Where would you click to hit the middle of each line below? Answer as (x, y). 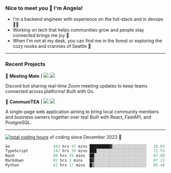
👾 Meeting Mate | (24, 76)
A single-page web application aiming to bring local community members (82, 111)
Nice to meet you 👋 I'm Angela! (44, 8)
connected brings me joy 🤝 (41, 36)
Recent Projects (25, 64)
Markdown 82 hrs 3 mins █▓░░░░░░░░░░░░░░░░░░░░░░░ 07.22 (85, 161)
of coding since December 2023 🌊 (86, 137)
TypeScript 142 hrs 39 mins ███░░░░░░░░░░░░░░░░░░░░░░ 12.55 (85, 151)
